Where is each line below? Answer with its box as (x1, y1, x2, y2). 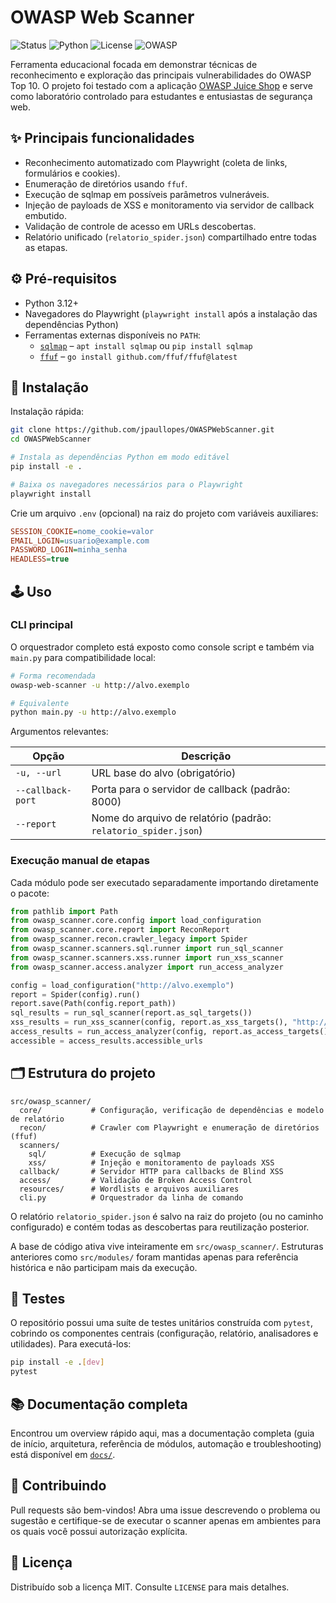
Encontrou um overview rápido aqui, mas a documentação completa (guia (10, 1427, 315, 1440)
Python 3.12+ (24, 297, 79, 309)
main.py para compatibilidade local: (10, 651, 156, 663)
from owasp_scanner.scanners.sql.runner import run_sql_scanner (10, 944, 284, 954)
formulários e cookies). (24, 167, 121, 179)
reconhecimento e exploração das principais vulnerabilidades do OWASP (10, 69, 312, 81)
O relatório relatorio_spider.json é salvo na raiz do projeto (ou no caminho (10, 1210, 324, 1222)
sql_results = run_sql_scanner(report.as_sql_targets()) (10, 1008, 253, 1018)
